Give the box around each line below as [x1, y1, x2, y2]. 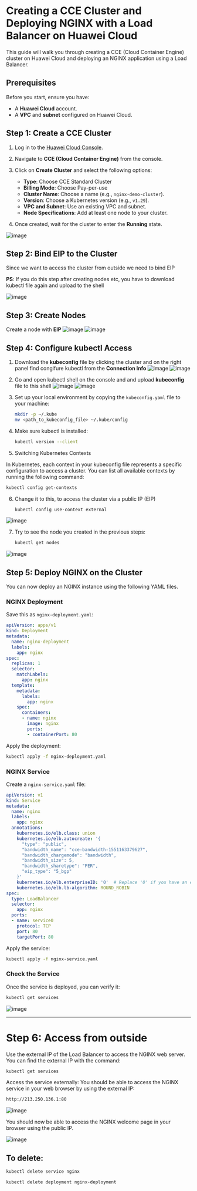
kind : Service [6, 797, 41, 804]
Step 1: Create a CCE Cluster [6, 128, 112, 139]
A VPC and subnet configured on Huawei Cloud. [14, 111, 133, 118]
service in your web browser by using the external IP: [6, 1085, 135, 1092]
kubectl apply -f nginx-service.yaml [6, 956, 98, 962]
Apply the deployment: [6, 742, 62, 749]
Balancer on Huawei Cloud [6, 29, 138, 42]
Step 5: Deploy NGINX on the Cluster [6, 568, 142, 578]
